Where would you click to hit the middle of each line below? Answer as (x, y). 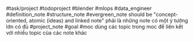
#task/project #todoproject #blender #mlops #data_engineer (79, 8)
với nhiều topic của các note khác (47, 33)
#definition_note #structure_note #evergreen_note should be (79, 14)
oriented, (17, 20)
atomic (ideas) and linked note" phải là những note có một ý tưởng (108, 20)
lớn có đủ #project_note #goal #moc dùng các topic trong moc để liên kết (95, 26)
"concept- (166, 14)
